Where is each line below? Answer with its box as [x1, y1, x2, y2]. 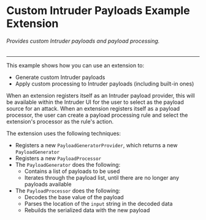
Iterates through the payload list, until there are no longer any [24, 174, 180, 182]
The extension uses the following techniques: [6, 130, 121, 137]
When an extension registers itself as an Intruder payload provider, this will [6, 92, 195, 100]
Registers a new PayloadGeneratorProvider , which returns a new [15, 142, 178, 149]
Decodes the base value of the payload [24, 194, 124, 201]
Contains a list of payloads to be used [24, 167, 120, 175]
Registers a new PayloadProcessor [15, 155, 102, 162]
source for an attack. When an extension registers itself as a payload [6, 105, 180, 112]
